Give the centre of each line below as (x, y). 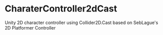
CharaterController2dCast (61, 9)
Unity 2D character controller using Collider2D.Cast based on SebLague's (81, 22)
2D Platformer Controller (30, 27)
